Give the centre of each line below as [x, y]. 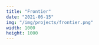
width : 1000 [21, 28]
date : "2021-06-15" [30, 17]
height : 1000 [22, 33]
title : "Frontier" [29, 11]
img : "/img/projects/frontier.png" [50, 22]
